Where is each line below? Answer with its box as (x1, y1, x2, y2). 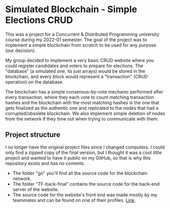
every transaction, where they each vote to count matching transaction (5, 94, 154, 100)
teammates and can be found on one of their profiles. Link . (12, 197, 136, 203)
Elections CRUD (5, 14, 73, 26)
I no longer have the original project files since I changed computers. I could (5, 144, 165, 150)
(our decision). (5, 47, 36, 53)
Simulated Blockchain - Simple (5, 4, 137, 15)
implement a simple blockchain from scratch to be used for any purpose (5, 42, 157, 48)
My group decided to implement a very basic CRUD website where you (5, 57, 154, 63)
